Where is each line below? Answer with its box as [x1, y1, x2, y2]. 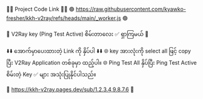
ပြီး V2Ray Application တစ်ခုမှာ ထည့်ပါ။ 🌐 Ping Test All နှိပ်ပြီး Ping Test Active [6, 59, 197, 66]
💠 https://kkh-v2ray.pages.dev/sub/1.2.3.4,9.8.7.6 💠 [6, 86, 135, 93]
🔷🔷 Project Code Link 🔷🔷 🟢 [6, 5, 75, 13]
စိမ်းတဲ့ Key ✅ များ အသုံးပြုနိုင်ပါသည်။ [6, 71, 96, 78]
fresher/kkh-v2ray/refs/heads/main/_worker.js [6, 14, 121, 22]
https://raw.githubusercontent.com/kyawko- [75, 5, 187, 13]
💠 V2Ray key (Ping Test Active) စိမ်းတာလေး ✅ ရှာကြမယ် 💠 [6, 30, 149, 37]
